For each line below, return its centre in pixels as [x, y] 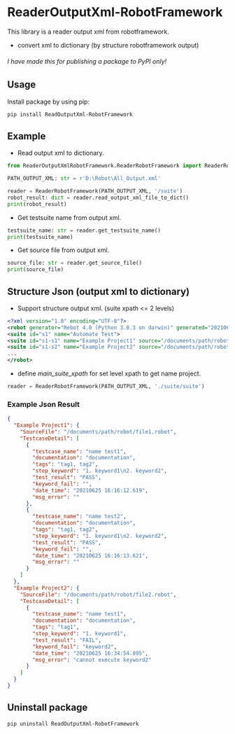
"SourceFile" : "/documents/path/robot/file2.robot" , [98, 595]
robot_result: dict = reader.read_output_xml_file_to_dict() [98, 198]
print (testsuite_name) [40, 237]
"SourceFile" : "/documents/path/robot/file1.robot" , [98, 431]
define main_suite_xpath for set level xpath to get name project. [109, 374]
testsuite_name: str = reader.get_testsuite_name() [84, 230]
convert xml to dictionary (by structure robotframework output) [108, 45]
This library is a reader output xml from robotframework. [88, 32]
